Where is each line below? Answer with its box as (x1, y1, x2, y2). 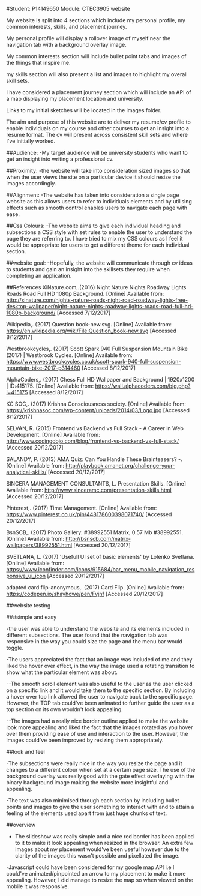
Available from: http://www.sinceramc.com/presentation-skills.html (6, 486, 172, 493)
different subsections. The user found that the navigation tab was (6, 631, 168, 639)
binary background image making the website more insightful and (6, 779, 169, 786)
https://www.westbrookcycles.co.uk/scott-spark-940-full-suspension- (6, 358, 181, 365)
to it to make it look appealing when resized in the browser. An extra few (14, 840, 194, 846)
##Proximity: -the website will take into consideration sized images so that (6, 167, 190, 174)
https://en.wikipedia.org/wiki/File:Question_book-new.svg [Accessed (6, 327, 177, 334)
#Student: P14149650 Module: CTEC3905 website (6, 5, 130, 12)
